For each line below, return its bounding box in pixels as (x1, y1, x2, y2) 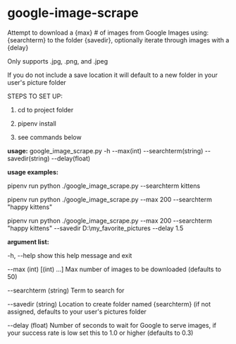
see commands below (17, 133, 82, 141)
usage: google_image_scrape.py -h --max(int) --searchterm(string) (7, 146, 204, 155)
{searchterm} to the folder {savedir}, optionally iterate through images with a (7, 35, 230, 44)
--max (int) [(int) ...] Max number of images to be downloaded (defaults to (7, 265, 222, 273)
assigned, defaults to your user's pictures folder (7, 307, 147, 316)
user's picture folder (7, 78, 67, 86)
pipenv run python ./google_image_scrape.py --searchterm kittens (7, 182, 201, 190)
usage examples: (7, 167, 58, 176)
